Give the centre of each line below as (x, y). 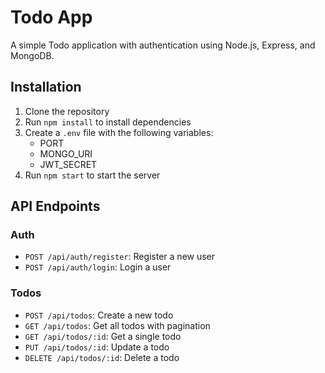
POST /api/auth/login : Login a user (98, 267)
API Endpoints (55, 206)
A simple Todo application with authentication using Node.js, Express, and (163, 45)
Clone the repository (67, 111)
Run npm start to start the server (92, 175)
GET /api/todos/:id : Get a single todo (103, 336)
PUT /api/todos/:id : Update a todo (97, 347)
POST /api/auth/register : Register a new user (120, 257)
